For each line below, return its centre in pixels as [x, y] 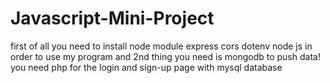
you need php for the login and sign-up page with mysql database [146, 67]
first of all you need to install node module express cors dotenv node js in [161, 46]
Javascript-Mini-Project [112, 18]
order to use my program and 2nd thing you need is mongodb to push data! [165, 56]
